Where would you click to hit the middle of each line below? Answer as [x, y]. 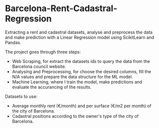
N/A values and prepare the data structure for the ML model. [72, 77]
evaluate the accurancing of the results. [52, 87]
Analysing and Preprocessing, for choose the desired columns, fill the [81, 71]
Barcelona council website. [39, 66]
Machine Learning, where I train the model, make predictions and [77, 82]
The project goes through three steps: [43, 52]
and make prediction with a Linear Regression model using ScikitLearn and [79, 37]
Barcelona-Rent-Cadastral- [61, 8]
